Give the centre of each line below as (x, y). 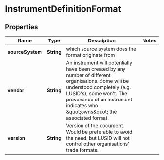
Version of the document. (95, 126)
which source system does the (101, 49)
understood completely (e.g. (99, 87)
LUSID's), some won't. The (97, 93)
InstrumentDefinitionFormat (63, 9)
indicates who (82, 106)
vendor (16, 90)
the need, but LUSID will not (98, 138)
